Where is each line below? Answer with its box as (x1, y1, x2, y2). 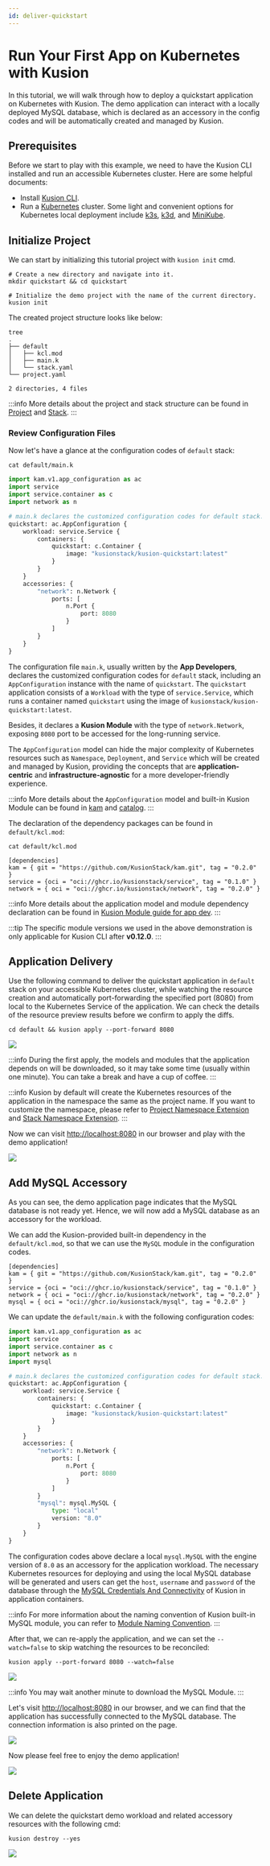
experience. (8, 778, 48, 788)
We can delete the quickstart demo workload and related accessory (8, 1810, 233, 1820)
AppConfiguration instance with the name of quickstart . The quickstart (8, 679, 247, 688)
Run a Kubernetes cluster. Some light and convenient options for (19, 202, 234, 212)
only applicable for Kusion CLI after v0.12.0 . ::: (8, 931, 162, 941)
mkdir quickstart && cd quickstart (8, 278, 128, 286)
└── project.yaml (8, 371, 67, 379)
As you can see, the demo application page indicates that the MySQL (8, 1197, 237, 1208)
